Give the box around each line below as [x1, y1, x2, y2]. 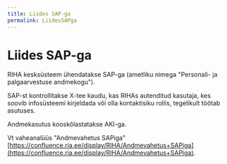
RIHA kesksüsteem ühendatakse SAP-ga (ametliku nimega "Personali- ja [7, 70, 218, 79]
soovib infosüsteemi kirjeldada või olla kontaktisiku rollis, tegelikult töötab [7, 99, 221, 108]
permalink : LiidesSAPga [7, 17, 78, 24]
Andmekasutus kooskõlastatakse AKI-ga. [7, 120, 127, 129]
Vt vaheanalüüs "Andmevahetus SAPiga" [7, 134, 125, 142]
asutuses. [7, 106, 36, 115]
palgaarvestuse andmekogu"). [7, 78, 95, 87]
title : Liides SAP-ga [7, 10, 71, 18]
